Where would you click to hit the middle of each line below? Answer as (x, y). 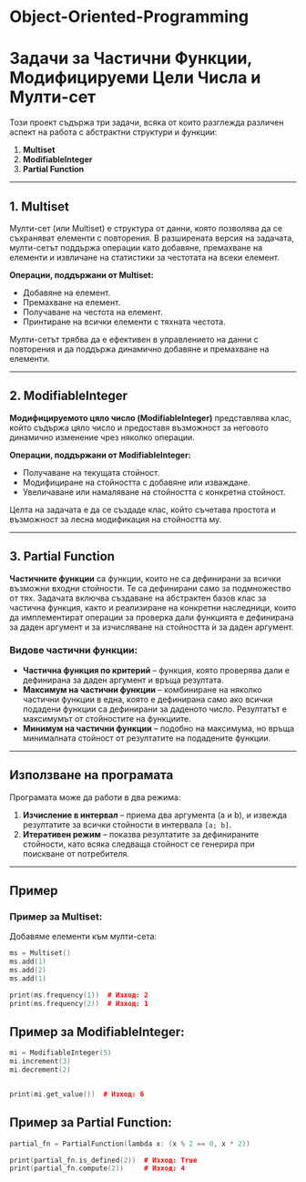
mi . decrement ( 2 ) (40, 1070)
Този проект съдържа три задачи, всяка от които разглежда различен (147, 123)
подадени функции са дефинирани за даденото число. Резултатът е (154, 709)
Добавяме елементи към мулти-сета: (83, 937)
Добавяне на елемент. (66, 293)
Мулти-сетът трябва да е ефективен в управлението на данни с (134, 339)
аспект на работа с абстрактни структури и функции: (113, 132)
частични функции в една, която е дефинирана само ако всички (148, 699)
